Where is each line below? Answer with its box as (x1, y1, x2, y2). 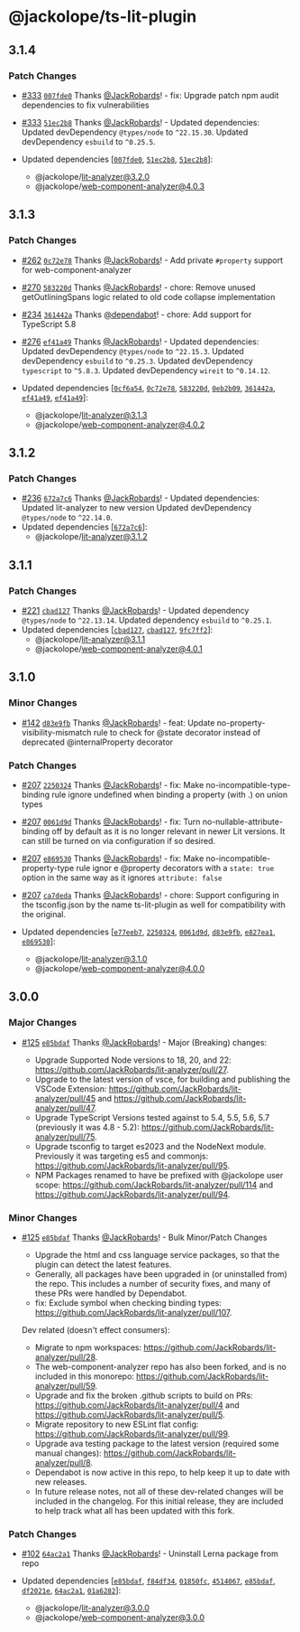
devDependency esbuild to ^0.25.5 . (21, 136, 157, 146)
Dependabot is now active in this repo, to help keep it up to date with (34, 1467, 290, 1477)
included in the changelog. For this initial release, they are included (34, 1496, 284, 1506)
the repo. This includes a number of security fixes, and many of (34, 1278, 271, 1289)
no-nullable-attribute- (202, 816, 284, 827)
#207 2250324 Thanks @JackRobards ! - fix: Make (21, 779, 205, 790)
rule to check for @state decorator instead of (93, 727, 261, 737)
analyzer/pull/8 (34, 1457, 91, 1468)
